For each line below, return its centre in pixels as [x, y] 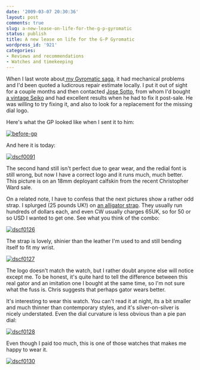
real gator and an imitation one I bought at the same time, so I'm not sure [96, 283]
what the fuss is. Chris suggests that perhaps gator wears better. [86, 289]
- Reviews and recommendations [45, 56]
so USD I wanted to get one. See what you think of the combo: [83, 218]
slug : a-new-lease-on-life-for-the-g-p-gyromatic [69, 28]
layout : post [22, 17]
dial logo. [17, 110]
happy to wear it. [27, 349]
